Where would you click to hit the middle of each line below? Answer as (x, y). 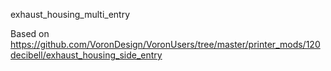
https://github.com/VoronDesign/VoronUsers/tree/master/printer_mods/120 (165, 44)
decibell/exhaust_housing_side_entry (86, 55)
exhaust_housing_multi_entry (70, 14)
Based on (30, 33)
